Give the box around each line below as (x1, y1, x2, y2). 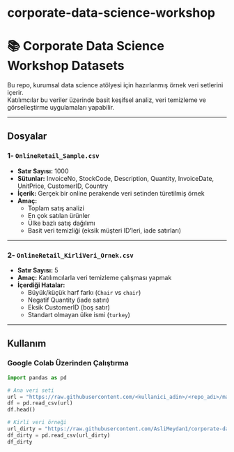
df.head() (7, 407, 36, 414)
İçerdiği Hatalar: (17, 281, 65, 289)
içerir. (7, 89, 24, 97)
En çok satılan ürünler (27, 211, 91, 219)
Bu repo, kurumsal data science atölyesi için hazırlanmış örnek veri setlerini (7, 81, 224, 89)
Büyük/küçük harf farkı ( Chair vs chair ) (27, 289, 141, 297)
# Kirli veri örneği (7, 419, 68, 426)
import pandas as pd (7, 374, 68, 381)
